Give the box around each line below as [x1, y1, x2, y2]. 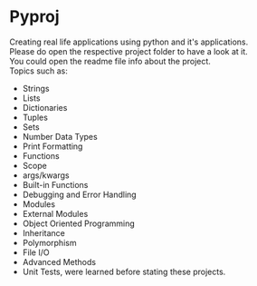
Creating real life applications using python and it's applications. [9, 36, 249, 47]
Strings [22, 83, 50, 94]
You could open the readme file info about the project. [9, 55, 211, 66]
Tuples [22, 112, 48, 123]
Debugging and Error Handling [22, 189, 138, 200]
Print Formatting [22, 141, 83, 152]
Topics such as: [9, 65, 68, 76]
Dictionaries [22, 102, 68, 113]
